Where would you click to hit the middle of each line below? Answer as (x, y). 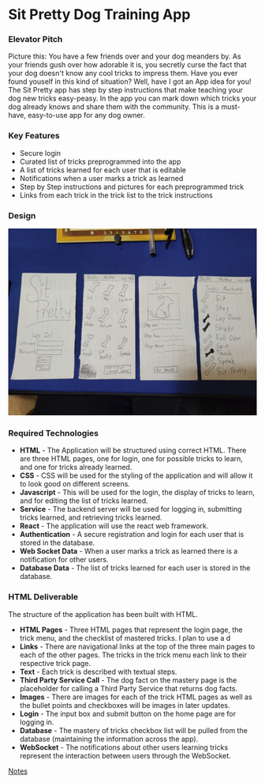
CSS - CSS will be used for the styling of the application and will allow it (136, 475)
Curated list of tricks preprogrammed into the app (100, 161)
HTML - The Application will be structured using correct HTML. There (133, 450)
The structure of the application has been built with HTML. (103, 614)
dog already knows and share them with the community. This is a (114, 107)
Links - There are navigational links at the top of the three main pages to (137, 646)
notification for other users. (64, 560)
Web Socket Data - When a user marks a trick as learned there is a (129, 551)
